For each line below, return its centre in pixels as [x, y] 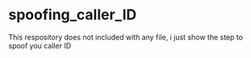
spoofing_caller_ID [73, 15]
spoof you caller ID [40, 45]
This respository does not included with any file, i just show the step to [126, 37]
